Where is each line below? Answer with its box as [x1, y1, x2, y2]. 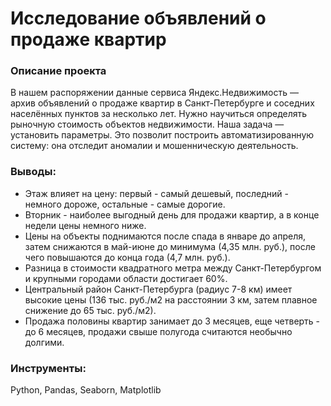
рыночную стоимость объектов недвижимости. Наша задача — [10, 118, 285, 131]
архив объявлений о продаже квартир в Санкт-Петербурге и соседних [10, 97, 315, 109]
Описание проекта [10, 64, 107, 78]
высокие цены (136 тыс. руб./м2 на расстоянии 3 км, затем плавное [24, 293, 318, 306]
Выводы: [10, 165, 57, 179]
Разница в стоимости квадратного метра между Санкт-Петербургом [24, 262, 322, 274]
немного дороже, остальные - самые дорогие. [24, 198, 226, 210]
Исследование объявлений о [10, 7, 267, 30]
